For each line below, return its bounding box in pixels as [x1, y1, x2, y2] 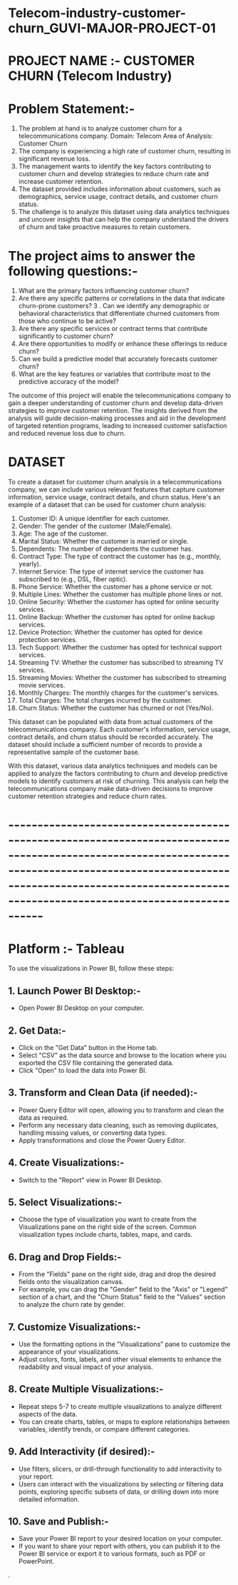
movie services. [18, 681, 66, 690]
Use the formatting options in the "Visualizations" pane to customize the [18, 1340, 231, 1348]
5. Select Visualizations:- [8, 1196, 123, 1208]
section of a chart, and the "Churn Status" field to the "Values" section [18, 1293, 226, 1301]
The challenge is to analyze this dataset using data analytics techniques [18, 208, 230, 216]
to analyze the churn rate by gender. [18, 1300, 125, 1309]
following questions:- [8, 263, 138, 279]
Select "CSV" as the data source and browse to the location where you [18, 1051, 227, 1059]
